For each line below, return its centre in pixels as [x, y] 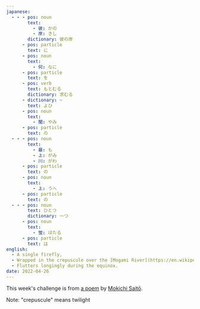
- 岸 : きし [45, 34]
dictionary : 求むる [50, 94]
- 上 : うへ [45, 188]
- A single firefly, [37, 255]
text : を [38, 78]
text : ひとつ [42, 211]
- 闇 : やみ [45, 122]
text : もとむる [44, 89]
